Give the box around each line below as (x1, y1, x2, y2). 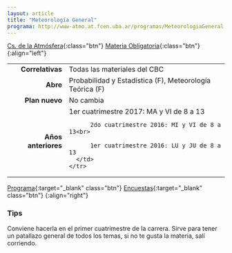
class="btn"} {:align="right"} (7, 191, 88, 200)
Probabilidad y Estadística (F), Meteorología (68, 76, 211, 85)
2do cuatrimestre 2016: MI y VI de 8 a (90, 121, 221, 129)
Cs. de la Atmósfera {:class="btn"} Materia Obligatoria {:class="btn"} (7, 42, 200, 50)
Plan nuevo (24, 96, 63, 105)
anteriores (27, 141, 63, 150)
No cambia (68, 96, 104, 105)
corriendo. (7, 239, 37, 247)
